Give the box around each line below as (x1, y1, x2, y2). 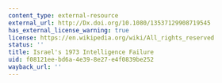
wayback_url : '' (8, 63, 62, 71)
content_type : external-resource (8, 11, 119, 20)
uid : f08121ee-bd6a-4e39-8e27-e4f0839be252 (8, 56, 155, 64)
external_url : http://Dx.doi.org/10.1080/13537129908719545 (8, 19, 212, 27)
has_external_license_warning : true (8, 26, 129, 34)
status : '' (8, 41, 44, 49)
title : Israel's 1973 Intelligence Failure (8, 48, 155, 56)
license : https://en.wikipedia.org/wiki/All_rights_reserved (8, 33, 215, 42)
